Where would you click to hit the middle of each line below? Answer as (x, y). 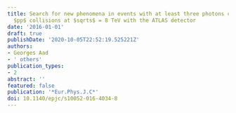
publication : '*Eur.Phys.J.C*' (53, 92)
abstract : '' (26, 79)
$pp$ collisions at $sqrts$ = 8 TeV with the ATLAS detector (105, 20)
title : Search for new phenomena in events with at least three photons (116, 14)
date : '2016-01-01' (36, 27)
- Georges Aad (28, 53)
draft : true (25, 33)
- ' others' (25, 60)
